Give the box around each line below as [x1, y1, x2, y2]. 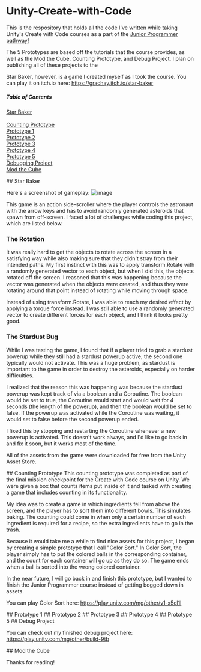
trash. [6, 526, 21, 533]
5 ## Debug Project [6, 617, 55, 625]
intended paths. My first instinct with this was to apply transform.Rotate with [6, 261, 195, 269]
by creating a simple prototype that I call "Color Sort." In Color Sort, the [6, 544, 182, 551]
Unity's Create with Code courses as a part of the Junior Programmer [6, 30, 178, 37]
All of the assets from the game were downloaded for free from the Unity [6, 451, 187, 459]
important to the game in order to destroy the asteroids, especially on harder [6, 365, 195, 373]
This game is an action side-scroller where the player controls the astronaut [6, 200, 194, 208]
